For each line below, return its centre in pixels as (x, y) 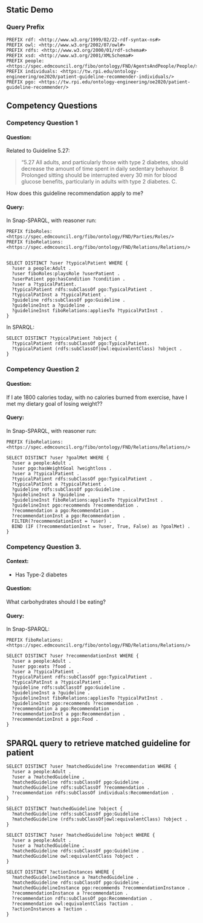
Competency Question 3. (44, 547)
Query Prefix (25, 27)
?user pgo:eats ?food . (41, 666)
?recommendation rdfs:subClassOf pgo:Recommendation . (82, 899)
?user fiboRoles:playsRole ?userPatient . (66, 274)
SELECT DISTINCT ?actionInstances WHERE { (60, 872)
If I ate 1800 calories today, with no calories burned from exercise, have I (97, 397)
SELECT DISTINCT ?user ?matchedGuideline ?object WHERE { (81, 835)
